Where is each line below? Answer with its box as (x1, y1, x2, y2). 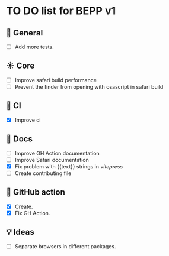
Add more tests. (14, 43, 55, 50)
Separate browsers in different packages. (14, 242, 116, 249)
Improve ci (14, 116, 41, 124)
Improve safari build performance (14, 76, 97, 83)
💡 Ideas (6, 227, 34, 237)
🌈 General (6, 28, 43, 38)
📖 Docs (6, 134, 33, 144)
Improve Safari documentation (14, 156, 89, 163)
